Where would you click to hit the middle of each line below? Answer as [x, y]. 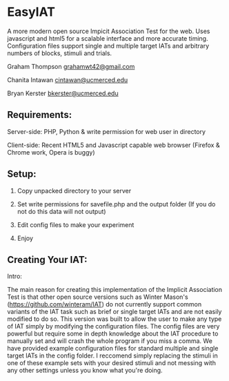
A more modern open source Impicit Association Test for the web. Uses [109, 31]
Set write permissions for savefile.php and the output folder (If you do [116, 204]
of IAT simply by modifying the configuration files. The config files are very [113, 326]
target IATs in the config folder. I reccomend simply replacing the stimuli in [113, 355]
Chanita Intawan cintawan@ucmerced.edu [68, 79]
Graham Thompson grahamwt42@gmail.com [71, 66]
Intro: [15, 276]
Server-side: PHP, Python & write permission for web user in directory [106, 131]
